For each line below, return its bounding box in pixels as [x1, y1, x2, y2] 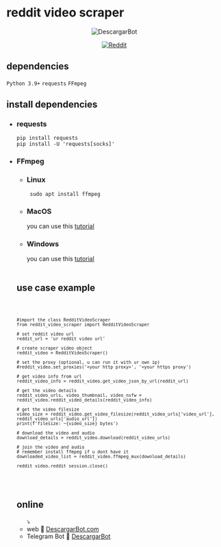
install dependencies [6, 99, 98, 110]
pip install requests [16, 135, 78, 142]
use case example [16, 282, 96, 293]
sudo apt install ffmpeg [29, 191, 101, 197]
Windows [26, 239, 60, 248]
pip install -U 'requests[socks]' [16, 141, 115, 148]
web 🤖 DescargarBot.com [26, 524, 100, 533]
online [16, 499, 44, 511]
